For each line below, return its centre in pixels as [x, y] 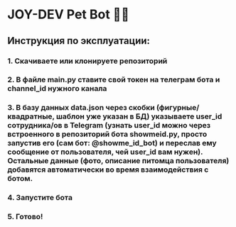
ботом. [20, 179]
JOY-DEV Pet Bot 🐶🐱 [69, 15]
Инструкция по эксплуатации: [79, 41]
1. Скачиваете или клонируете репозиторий [87, 61]
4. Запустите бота [40, 198]
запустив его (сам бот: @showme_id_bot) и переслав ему [112, 143]
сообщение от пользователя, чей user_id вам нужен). [105, 152]
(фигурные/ [178, 108]
